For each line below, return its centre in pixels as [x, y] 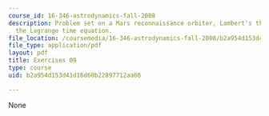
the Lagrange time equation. [64, 30]
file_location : [34, 38]
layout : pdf [28, 53]
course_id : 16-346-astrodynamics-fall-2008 [82, 16]
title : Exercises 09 [43, 61]
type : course [30, 68]
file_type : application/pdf [55, 46]
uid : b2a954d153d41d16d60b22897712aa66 [75, 75]
